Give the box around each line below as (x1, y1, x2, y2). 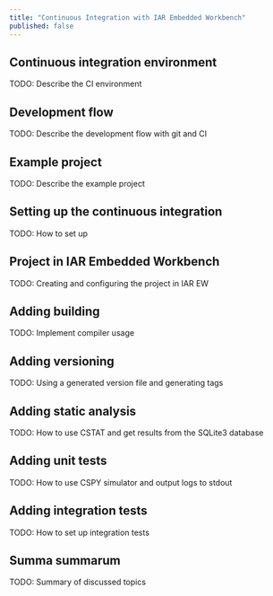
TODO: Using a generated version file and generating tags (9, 378, 224, 389)
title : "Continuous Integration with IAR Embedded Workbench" (9, 13, 246, 22)
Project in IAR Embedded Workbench (9, 254, 220, 269)
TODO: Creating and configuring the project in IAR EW (9, 277, 209, 288)
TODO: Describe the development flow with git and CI (9, 128, 208, 139)
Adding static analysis (9, 403, 137, 418)
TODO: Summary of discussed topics (9, 576, 146, 588)
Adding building (9, 303, 100, 319)
